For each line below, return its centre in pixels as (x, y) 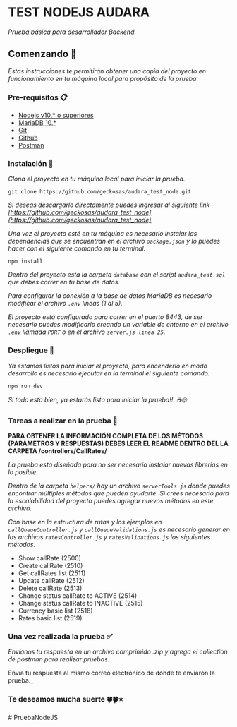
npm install (25, 262)
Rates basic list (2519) (50, 618)
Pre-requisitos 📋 (38, 97)
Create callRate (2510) (50, 565)
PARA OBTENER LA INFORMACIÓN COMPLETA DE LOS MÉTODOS (106, 435)
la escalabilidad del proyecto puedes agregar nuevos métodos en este (111, 500)
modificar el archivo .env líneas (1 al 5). (65, 304)
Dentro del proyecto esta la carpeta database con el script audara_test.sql (117, 275)
